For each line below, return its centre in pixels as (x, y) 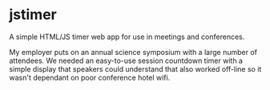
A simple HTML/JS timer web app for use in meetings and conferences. (127, 37)
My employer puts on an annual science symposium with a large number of (133, 52)
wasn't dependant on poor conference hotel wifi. (90, 77)
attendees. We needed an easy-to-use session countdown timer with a (126, 61)
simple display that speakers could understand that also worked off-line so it (135, 68)
